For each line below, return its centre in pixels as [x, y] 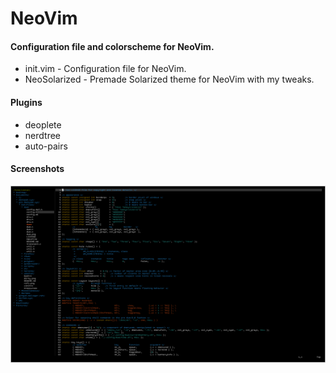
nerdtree [42, 135]
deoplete [43, 124]
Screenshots [37, 169]
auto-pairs [46, 146]
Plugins [26, 102]
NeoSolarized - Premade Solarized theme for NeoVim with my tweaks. [169, 79]
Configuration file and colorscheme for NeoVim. [112, 46]
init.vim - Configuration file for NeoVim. [105, 69]
